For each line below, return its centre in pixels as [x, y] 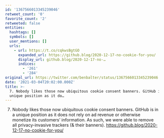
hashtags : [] [23, 32]
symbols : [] [22, 37]
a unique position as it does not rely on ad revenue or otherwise [76, 115]
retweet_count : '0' [25, 14]
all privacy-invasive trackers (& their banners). [59, 125]
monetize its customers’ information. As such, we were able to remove [83, 120]
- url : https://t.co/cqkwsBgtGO [47, 50]
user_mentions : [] [28, 41]
